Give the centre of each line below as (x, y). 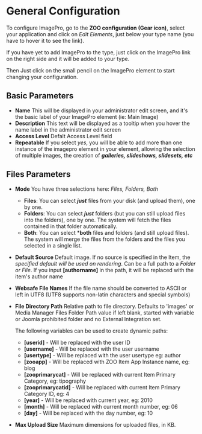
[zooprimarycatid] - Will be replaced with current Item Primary (102, 387)
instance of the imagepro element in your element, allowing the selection (105, 148)
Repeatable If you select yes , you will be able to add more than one (99, 142)
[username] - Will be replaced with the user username (91, 349)
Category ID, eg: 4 (47, 394)
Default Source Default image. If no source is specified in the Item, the (103, 257)
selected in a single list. (53, 245)
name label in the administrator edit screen (68, 129)
